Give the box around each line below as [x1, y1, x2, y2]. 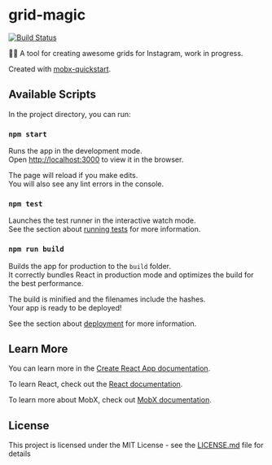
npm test [8, 199, 43, 208]
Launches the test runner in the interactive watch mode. [8, 215, 197, 225]
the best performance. [8, 278, 84, 288]
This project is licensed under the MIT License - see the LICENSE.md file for [8, 441, 264, 450]
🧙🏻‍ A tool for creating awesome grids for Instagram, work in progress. [8, 48, 243, 58]
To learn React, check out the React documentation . [8, 380, 183, 389]
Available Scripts [8, 88, 96, 102]
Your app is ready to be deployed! [8, 302, 122, 312]
